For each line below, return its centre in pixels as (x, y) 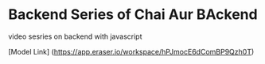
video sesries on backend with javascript (75, 36)
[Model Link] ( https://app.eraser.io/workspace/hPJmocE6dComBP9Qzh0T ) (131, 51)
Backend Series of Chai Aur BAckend (133, 15)
